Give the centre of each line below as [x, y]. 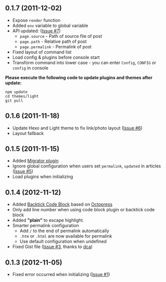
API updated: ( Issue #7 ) [37, 31]
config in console [30, 68]
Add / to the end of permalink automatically [64, 231]
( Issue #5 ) [23, 171]
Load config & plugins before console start [56, 57]
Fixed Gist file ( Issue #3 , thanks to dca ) [52, 247]
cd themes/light [22, 96]
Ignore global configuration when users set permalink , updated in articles [86, 166]
